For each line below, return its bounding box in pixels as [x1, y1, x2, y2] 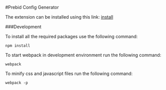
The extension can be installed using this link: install [5, 14, 114, 20]
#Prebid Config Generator [5, 5, 59, 10]
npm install [5, 43, 30, 48]
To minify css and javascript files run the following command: [5, 70, 133, 76]
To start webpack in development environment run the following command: [5, 52, 161, 58]
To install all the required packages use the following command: [5, 34, 138, 39]
